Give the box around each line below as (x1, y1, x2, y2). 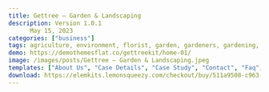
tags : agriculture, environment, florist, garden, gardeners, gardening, (8, 42, 260, 50)
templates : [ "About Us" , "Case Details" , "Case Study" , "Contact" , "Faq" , (8, 64, 263, 72)
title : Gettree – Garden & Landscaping (8, 11, 142, 20)
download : (8, 71, 42, 79)
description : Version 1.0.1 (8, 19, 102, 27)
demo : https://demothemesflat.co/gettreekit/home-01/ (8, 49, 192, 57)
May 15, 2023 (29, 26, 74, 34)
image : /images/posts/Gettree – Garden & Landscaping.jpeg (8, 57, 210, 65)
